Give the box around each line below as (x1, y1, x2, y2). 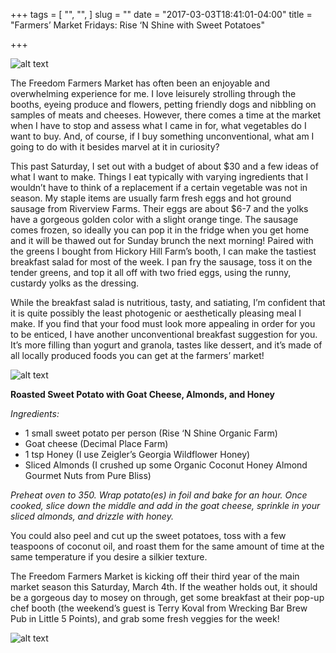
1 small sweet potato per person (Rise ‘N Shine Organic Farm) (24, 427, 278, 439)
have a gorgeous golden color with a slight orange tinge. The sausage (10, 214, 299, 225)
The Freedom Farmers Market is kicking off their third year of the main (10, 570, 300, 582)
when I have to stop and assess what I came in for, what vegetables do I (10, 120, 307, 131)
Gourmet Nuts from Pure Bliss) (24, 470, 152, 481)
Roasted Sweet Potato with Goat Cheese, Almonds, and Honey (10, 389, 275, 400)
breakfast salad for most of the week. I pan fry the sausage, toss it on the (10, 256, 313, 268)
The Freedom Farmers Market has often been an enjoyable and (10, 77, 271, 89)
